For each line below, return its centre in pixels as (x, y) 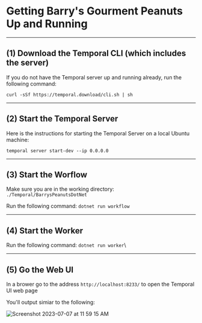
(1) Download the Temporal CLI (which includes (96, 53)
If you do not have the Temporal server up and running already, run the (94, 77)
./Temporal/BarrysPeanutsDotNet (47, 195)
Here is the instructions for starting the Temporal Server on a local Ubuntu (98, 133)
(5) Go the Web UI (40, 270)
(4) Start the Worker (44, 231)
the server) (28, 63)
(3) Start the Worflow (47, 175)
